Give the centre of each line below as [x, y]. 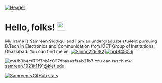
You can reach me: [113, 61]
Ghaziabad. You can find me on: [38, 51]
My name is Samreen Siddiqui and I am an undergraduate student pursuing [81, 41]
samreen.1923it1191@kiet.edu [35, 66]
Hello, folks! [30, 28]
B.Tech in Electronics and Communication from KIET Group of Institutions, [80, 46]
